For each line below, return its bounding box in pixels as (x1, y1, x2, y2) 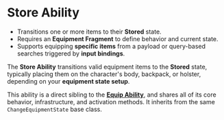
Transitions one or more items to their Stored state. (16, 27, 162, 36)
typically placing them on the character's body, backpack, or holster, (7, 70, 201, 78)
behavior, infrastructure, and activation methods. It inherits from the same (7, 97, 216, 106)
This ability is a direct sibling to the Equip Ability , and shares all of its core (7, 91, 217, 99)
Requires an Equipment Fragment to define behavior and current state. (16, 34, 219, 43)
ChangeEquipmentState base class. (7, 105, 103, 113)
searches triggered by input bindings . (16, 49, 125, 58)
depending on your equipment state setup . (7, 77, 130, 85)
